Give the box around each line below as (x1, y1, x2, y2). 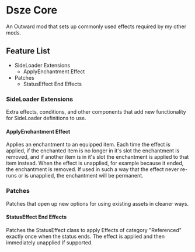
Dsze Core (6, 4, 57, 17)
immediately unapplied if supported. (6, 239, 93, 246)
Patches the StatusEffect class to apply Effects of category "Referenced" (6, 226, 182, 233)
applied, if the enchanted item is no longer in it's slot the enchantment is (6, 147, 180, 154)
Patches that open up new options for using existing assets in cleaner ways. (6, 200, 189, 207)
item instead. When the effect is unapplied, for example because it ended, (6, 159, 184, 167)
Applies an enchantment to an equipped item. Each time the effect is (6, 141, 170, 148)
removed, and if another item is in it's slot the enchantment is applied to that (6, 154, 189, 161)
